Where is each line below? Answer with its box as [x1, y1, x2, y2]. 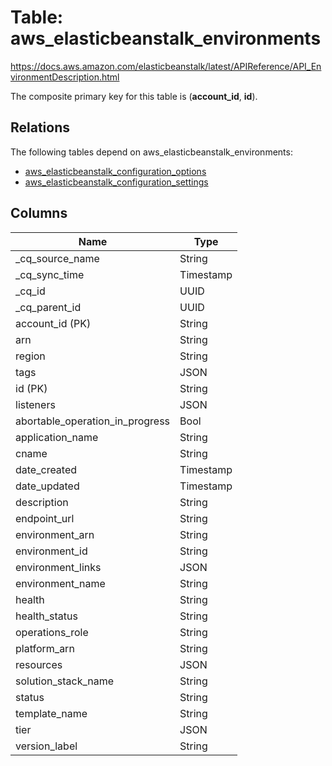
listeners [15, 397, 56, 411]
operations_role [15, 625, 89, 639]
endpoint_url [15, 511, 75, 525]
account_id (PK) [15, 316, 92, 330]
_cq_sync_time [15, 267, 85, 281]
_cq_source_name [15, 251, 100, 265]
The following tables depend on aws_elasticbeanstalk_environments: [10, 146, 293, 158]
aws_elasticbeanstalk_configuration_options [24, 165, 207, 177]
